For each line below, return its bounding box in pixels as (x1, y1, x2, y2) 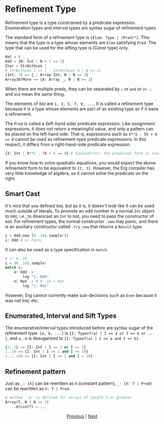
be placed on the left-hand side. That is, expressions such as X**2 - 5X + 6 (5, 131, 158, 137)
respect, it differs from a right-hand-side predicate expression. (5, 141, 131, 148)
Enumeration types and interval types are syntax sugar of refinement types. (5, 25, 157, 30)
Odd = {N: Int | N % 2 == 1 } (5, 59, 64, 64)
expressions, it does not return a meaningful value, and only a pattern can (5, 126, 154, 132)
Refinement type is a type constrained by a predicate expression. (5, 20, 136, 26)
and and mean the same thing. (5, 91, 65, 97)
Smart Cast (5, 190, 40, 198)
